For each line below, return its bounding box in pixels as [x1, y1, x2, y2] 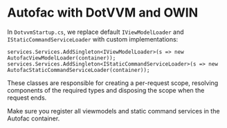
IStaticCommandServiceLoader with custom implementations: [7, 35, 179, 43]
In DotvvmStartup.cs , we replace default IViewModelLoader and [7, 28, 185, 36]
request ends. [7, 93, 47, 102]
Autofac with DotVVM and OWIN [7, 5, 199, 21]
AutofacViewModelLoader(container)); [7, 54, 116, 62]
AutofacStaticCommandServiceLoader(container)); [7, 66, 150, 73]
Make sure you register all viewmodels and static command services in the [7, 107, 220, 115]
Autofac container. [7, 114, 60, 122]
